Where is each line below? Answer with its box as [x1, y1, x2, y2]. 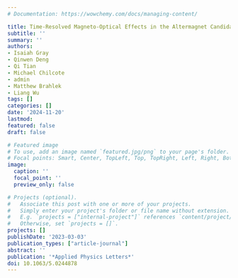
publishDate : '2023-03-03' [7, 233, 87, 240]
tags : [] [7, 96, 33, 103]
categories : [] [7, 102, 52, 110]
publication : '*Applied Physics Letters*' [7, 253, 135, 260]
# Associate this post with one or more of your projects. [7, 200, 192, 208]
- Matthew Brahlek [7, 82, 62, 89]
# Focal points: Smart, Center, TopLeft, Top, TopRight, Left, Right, [7, 155, 220, 162]
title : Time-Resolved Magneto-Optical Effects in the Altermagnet [7, 23, 208, 30]
